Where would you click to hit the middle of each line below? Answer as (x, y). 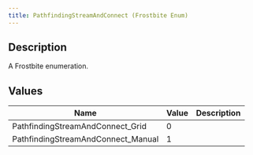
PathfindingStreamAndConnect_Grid (80, 127)
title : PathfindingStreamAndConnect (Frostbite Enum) (99, 15)
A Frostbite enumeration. (48, 66)
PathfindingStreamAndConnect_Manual (86, 139)
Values (26, 91)
